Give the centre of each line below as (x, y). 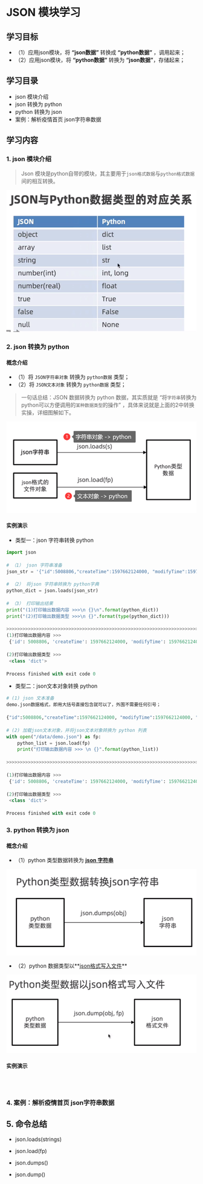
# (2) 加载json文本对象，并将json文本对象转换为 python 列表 (76, 730)
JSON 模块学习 (43, 12)
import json (21, 552)
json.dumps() (31, 1162)
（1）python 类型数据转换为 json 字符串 (64, 860)
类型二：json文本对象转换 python (56, 686)
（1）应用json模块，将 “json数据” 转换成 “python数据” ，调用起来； (100, 52)
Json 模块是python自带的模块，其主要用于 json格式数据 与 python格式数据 (108, 173)
